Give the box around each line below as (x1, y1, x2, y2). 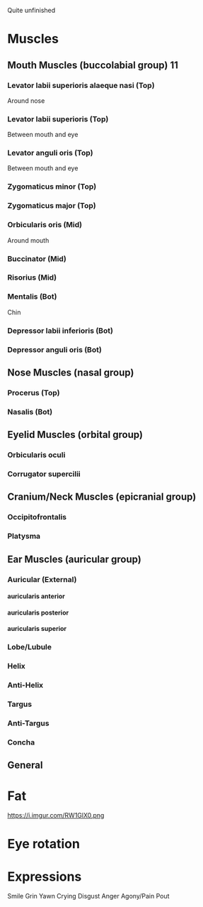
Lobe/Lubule (7, 642, 52, 652)
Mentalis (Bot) (7, 292, 57, 302)
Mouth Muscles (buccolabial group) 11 (7, 59, 179, 71)
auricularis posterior (7, 608, 69, 617)
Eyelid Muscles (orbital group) (7, 429, 144, 441)
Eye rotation (7, 836, 80, 852)
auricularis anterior (7, 592, 66, 600)
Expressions (7, 869, 82, 884)
